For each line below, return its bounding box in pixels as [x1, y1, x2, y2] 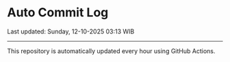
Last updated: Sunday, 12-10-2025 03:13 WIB [7, 27, 135, 35]
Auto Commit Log [7, 5, 109, 20]
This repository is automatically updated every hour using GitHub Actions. [7, 46, 216, 55]
